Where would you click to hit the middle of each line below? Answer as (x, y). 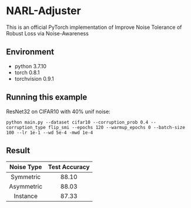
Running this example (47, 98)
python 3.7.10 (31, 66)
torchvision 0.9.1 (34, 78)
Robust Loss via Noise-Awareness (48, 33)
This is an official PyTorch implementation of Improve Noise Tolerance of (94, 27)
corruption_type (26, 127)
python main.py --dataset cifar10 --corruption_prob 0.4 (77, 122)
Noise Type (26, 167)
